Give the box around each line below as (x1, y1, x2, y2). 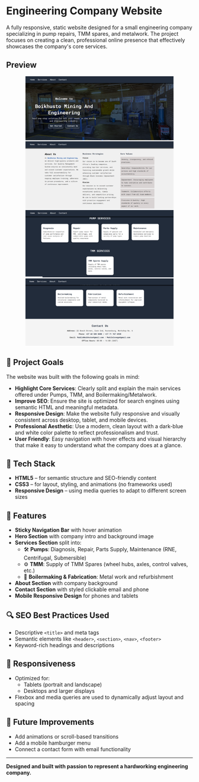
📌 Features (6, 510, 47, 521)
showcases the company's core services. (6, 43, 108, 50)
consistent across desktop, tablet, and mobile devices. (14, 416, 148, 423)
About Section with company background (14, 580, 118, 587)
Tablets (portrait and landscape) (23, 681, 102, 688)
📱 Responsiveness (6, 659, 76, 669)
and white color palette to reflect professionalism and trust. (14, 429, 159, 436)
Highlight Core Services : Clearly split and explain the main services (14, 385, 181, 392)
